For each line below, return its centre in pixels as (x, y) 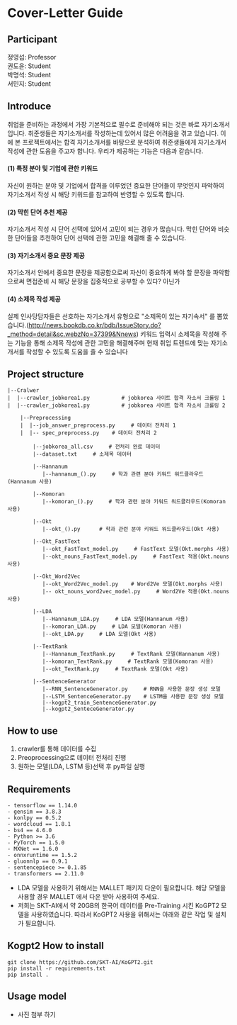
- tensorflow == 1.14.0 (42, 806)
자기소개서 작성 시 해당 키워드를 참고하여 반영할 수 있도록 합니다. (96, 195)
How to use (33, 730)
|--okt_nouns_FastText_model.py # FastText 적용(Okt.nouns (136, 557)
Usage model (37, 996)
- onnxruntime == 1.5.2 (42, 856)
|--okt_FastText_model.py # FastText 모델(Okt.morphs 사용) (136, 549)
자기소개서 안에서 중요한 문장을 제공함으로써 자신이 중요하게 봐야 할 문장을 (109, 273)
